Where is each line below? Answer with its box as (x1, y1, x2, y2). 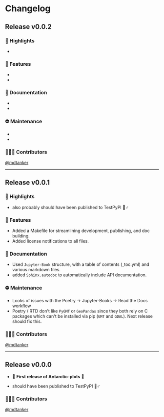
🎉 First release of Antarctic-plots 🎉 (12, 373, 84, 379)
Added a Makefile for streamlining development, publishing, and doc (12, 228, 150, 234)
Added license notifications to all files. (12, 238, 89, 244)
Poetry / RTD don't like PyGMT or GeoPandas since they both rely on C (12, 308, 148, 314)
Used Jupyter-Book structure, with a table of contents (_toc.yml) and (12, 261, 150, 267)
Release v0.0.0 (5, 361, 52, 369)
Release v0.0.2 (5, 23, 52, 31)
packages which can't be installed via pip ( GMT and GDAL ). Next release (12, 313, 153, 319)
